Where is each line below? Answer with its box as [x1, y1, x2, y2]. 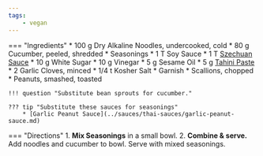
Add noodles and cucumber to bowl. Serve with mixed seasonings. [8, 139, 226, 148]
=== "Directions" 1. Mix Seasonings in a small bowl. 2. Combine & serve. [8, 131, 247, 140]
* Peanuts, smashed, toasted [8, 74, 103, 84]
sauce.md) [8, 117, 41, 124]
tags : [8, 11, 26, 20]
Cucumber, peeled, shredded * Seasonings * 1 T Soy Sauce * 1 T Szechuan [8, 49, 253, 58]
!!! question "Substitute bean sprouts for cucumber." [8, 89, 193, 97]
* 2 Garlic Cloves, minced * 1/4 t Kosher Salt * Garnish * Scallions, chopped [8, 65, 254, 75]
